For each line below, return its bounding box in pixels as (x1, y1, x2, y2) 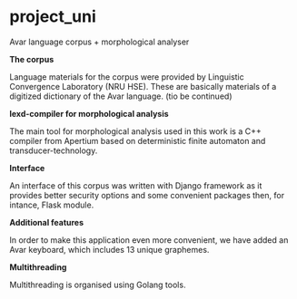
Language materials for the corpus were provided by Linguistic (9, 71, 244, 82)
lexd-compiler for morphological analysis (9, 108, 170, 119)
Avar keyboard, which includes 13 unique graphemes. (9, 244, 210, 255)
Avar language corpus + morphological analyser (9, 36, 190, 47)
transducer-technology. (9, 145, 98, 156)
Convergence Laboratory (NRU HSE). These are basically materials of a (9, 81, 277, 92)
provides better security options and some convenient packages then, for (9, 189, 284, 200)
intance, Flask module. (9, 199, 94, 210)
